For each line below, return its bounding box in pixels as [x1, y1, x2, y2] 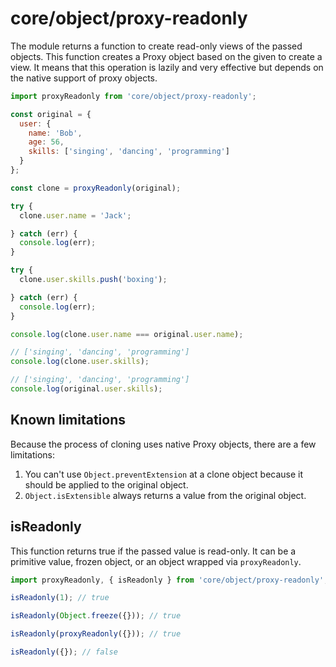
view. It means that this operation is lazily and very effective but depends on [10, 61, 324, 73]
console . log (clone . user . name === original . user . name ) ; [10, 329, 244, 339]
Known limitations [10, 412, 126, 429]
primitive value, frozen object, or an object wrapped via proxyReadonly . [10, 555, 302, 567]
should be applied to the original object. [24, 478, 189, 491]
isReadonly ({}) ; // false [10, 647, 118, 657]
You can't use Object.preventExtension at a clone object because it [24, 468, 304, 480]
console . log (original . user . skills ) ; [10, 384, 163, 394]
